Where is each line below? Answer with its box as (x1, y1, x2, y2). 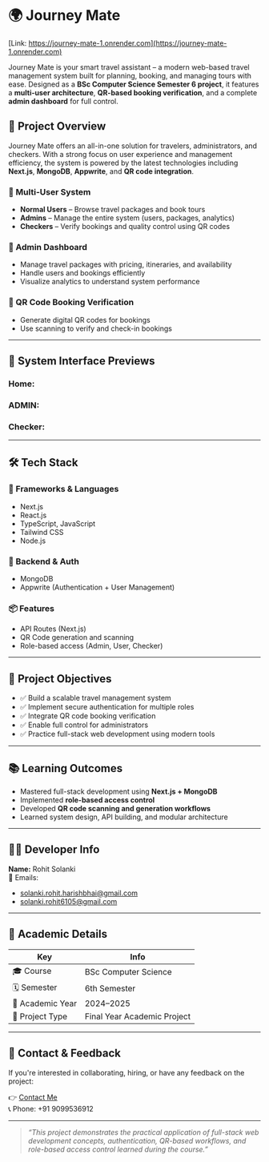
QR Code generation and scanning (19, 633, 134, 642)
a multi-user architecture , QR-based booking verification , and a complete (8, 87, 258, 97)
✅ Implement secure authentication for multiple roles (19, 702, 195, 712)
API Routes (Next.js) (19, 624, 86, 633)
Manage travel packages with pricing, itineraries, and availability (19, 259, 232, 269)
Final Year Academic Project (84, 1011, 191, 1022)
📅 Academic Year (12, 998, 78, 1009)
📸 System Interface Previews (8, 354, 155, 368)
